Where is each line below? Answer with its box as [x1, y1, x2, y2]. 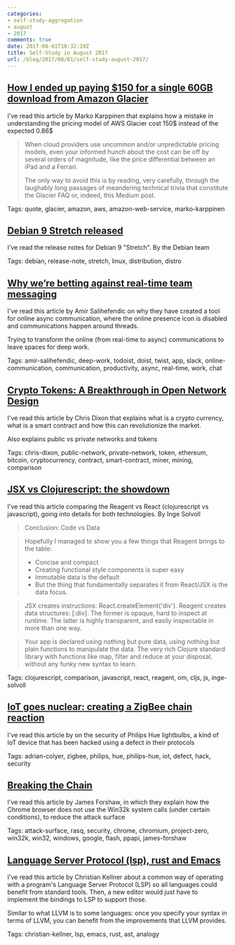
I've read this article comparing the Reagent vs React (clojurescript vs [7, 502, 209, 511]
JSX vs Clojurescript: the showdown [7, 483, 170, 495]
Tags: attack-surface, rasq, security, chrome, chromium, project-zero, [7, 826, 209, 835]
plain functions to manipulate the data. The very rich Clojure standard [24, 645, 226, 653]
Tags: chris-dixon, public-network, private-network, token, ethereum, [7, 448, 208, 457]
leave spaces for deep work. [7, 343, 90, 351]
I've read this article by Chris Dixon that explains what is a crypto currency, [7, 414, 224, 422]
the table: [24, 544, 53, 553]
